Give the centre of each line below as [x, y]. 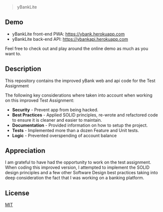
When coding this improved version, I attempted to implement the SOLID [77, 167]
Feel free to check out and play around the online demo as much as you [77, 49]
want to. [13, 53]
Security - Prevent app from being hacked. [55, 110]
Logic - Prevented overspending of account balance [64, 135]
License [17, 193]
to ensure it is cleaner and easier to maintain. [57, 120]
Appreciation [25, 151]
